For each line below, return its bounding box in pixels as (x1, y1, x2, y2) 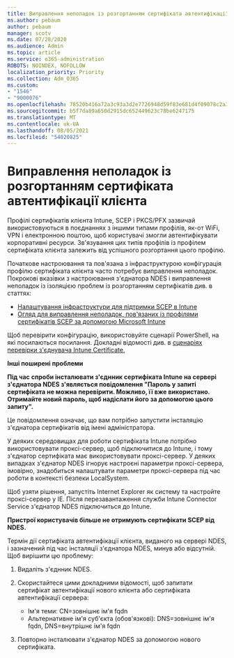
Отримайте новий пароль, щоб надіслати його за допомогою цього (7, 395, 214, 403)
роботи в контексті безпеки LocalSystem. (7, 474, 130, 482)
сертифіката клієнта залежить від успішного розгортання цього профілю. (7, 246, 226, 255)
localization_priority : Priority (7, 68, 104, 75)
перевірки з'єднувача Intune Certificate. (7, 346, 125, 354)
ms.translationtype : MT (7, 114, 77, 121)
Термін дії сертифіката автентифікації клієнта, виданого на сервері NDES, (7, 537, 227, 545)
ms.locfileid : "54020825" (7, 133, 82, 140)
